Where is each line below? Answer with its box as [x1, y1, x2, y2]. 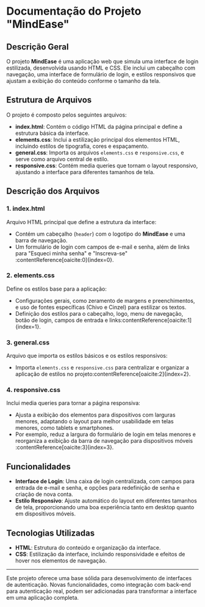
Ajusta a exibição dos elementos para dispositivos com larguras [15, 411, 176, 419]
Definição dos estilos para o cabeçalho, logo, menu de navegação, [15, 310, 184, 317]
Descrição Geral [6, 42, 69, 52]
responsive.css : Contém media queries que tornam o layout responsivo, [15, 162, 198, 169]
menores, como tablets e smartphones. [15, 424, 114, 432]
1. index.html [6, 205, 45, 213]
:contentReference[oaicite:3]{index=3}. [15, 444, 114, 451]
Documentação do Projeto [6, 4, 142, 18]
